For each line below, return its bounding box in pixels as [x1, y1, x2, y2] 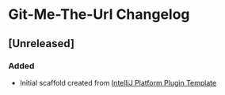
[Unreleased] [8, 37, 75, 50]
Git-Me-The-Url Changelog [8, 5, 190, 24]
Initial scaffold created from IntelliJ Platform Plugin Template [19, 78, 217, 87]
